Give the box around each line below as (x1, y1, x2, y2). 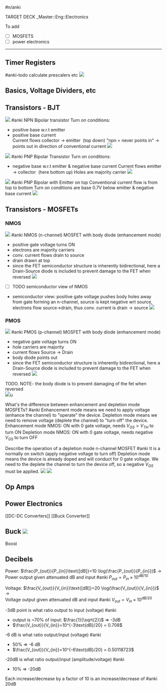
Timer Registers (5, 58, 56, 67)
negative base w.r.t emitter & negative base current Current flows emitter (12, 163, 162, 169)
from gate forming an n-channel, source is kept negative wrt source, (12, 299, 153, 305)
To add (5, 23, 20, 29)
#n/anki (5, 4, 21, 10)
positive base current (12, 132, 56, 138)
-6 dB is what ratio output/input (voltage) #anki (5, 632, 101, 638)
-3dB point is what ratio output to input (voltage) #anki (5, 607, 117, 613)
